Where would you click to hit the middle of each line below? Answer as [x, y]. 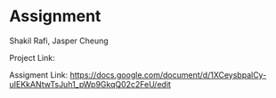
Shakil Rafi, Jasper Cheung [59, 41]
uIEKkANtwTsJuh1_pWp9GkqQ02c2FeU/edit [90, 84]
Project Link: [32, 57]
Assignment [55, 16]
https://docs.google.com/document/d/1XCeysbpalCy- [168, 75]
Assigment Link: [39, 75]
